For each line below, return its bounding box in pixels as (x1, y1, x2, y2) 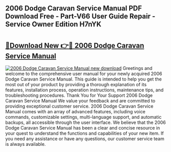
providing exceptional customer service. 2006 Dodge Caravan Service (5, 103, 154, 109)
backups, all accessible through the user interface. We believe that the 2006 (5, 119, 166, 125)
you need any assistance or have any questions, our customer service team (5, 136, 164, 142)
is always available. (5, 141, 46, 147)
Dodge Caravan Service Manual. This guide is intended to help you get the (5, 76, 162, 82)
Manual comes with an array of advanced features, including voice (5, 109, 145, 114)
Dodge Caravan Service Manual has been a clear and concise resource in (5, 125, 160, 131)
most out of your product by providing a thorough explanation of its (5, 82, 147, 87)
